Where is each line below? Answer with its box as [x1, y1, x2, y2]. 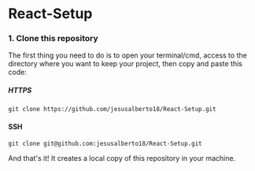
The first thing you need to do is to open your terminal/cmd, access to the [8, 50, 248, 60]
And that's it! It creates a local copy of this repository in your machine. [8, 153, 236, 162]
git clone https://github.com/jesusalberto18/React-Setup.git [8, 106, 216, 113]
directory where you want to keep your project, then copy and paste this [8, 59, 242, 69]
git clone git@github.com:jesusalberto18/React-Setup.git [8, 139, 202, 147]
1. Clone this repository [8, 33, 98, 44]
